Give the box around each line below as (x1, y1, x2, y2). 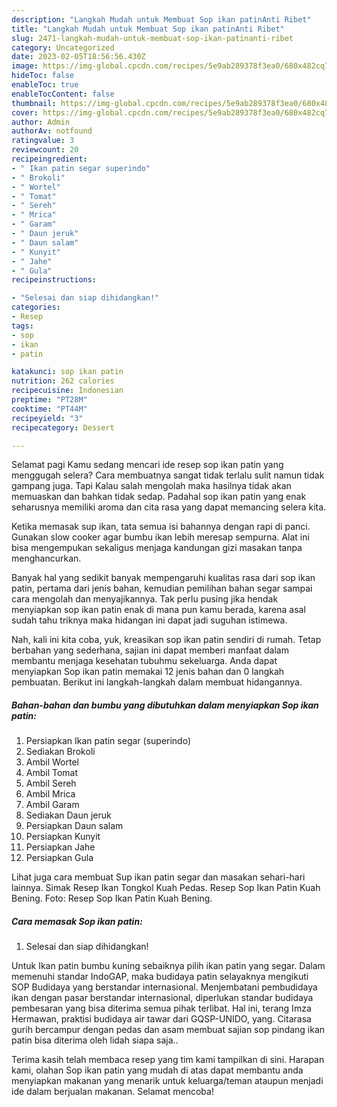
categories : (11, 302, 61, 313)
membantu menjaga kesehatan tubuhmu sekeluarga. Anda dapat (11, 655, 278, 667)
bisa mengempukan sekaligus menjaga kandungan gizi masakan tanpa (11, 542, 303, 554)
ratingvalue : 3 (11, 136, 75, 146)
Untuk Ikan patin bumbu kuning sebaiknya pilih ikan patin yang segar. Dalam (11, 960, 326, 972)
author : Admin (11, 117, 71, 127)
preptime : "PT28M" (11, 395, 88, 405)
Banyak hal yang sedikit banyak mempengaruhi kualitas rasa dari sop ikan (11, 572, 316, 584)
